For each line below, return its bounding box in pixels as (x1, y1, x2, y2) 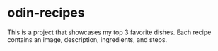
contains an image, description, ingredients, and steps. (7, 35, 168, 43)
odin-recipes (7, 5, 85, 21)
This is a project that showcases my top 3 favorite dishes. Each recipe (7, 28, 212, 36)
